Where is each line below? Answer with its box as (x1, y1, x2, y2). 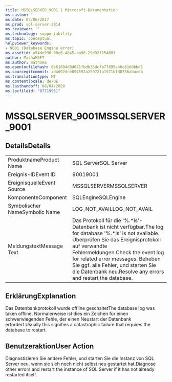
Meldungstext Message (8, 242, 63, 250)
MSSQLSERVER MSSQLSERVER (72, 182, 147, 189)
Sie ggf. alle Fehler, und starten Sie (72, 261, 156, 268)
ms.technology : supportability (5, 31, 72, 36)
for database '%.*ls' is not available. (72, 230, 160, 237)
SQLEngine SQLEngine (72, 194, 126, 201)
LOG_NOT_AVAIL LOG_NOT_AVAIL (72, 205, 153, 212)
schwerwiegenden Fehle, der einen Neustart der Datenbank (5, 316, 132, 322)
